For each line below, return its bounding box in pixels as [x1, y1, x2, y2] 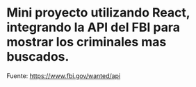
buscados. [6, 49, 70, 65]
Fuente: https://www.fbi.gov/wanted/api [6, 71, 121, 80]
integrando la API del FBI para [6, 19, 180, 35]
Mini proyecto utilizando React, [6, 5, 190, 21]
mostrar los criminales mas [6, 35, 167, 50]
